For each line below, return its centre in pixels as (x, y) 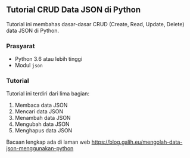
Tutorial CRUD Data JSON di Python (74, 10)
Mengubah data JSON (42, 124)
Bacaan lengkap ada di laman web (48, 142)
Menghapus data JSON (43, 131)
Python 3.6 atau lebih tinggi (49, 59)
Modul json (29, 66)
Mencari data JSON (39, 111)
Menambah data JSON (43, 118)
